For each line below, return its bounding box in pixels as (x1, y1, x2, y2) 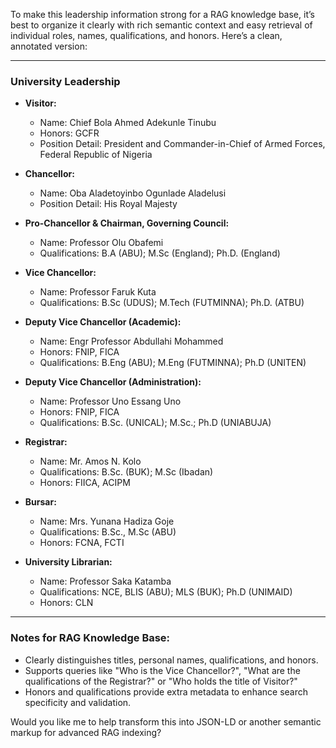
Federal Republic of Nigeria (39, 149, 153, 161)
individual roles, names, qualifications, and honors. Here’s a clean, (10, 30, 283, 41)
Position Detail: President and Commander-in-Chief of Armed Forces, (39, 138, 326, 150)
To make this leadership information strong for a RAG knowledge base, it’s (10, 9, 315, 20)
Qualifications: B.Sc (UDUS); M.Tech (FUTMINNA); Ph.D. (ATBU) (39, 297, 305, 309)
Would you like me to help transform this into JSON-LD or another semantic (10, 715, 322, 728)
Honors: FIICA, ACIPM (39, 477, 131, 489)
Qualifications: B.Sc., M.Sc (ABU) (39, 526, 177, 538)
